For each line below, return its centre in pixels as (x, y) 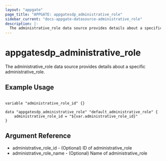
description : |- (22, 24)
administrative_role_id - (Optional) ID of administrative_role (72, 148)
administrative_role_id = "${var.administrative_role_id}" (76, 116)
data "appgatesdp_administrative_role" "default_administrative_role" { (82, 112)
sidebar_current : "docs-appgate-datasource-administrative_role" (74, 19)
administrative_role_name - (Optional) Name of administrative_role (80, 153)
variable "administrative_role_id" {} (45, 103)
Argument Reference (38, 136)
